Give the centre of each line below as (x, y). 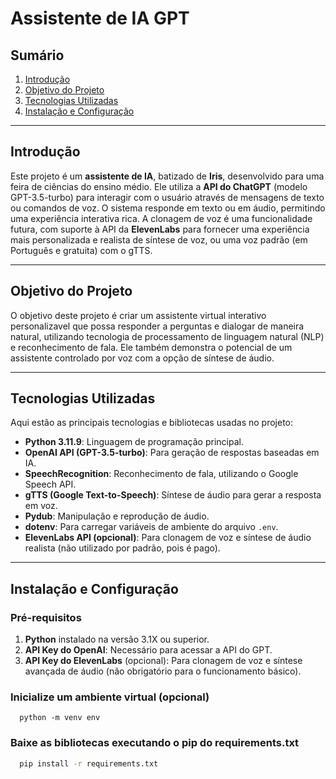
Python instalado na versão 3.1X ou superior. (117, 639)
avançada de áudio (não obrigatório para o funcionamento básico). (163, 671)
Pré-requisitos (46, 617)
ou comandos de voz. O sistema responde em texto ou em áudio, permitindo (168, 208)
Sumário (37, 55)
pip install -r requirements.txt (89, 763)
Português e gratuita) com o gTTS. (81, 250)
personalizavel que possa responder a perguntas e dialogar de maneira (157, 326)
